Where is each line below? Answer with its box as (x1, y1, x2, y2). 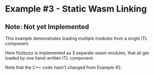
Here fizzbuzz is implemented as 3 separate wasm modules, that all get (5, 50, 149, 56)
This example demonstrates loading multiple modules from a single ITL (5, 35, 148, 41)
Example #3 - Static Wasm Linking (5, 3, 147, 15)
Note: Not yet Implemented (5, 23, 89, 31)
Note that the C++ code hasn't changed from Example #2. (5, 64, 122, 70)
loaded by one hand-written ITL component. (5, 55, 94, 61)
